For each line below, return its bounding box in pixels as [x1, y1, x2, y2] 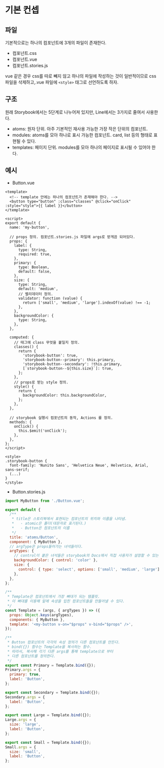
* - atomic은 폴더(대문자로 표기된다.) [11, 521, 87, 526]
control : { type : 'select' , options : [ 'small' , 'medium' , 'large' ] [18, 566, 160, 572]
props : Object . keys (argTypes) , [9, 612, 74, 617]
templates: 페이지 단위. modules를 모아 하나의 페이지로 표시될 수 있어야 [12, 144, 151, 150]
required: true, [18, 251, 52, 257]
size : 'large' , [9, 722, 41, 727]
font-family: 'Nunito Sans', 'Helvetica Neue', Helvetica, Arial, [9, 463, 149, 468]
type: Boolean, [18, 265, 50, 270]
